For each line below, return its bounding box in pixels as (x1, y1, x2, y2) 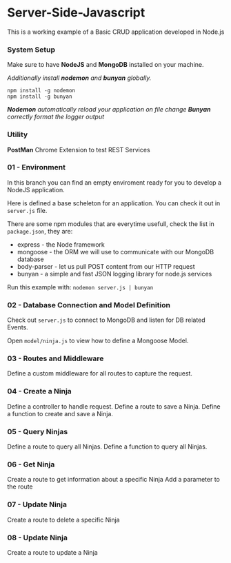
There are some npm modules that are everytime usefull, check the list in (7, 219, 215, 228)
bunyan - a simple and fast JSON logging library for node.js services (17, 269, 212, 278)
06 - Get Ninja (7, 460, 55, 469)
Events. (7, 323, 29, 331)
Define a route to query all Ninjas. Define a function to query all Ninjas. (7, 442, 208, 451)
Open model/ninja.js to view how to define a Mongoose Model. (7, 336, 189, 345)
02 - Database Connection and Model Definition (7, 300, 171, 309)
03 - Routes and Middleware (7, 354, 104, 363)
